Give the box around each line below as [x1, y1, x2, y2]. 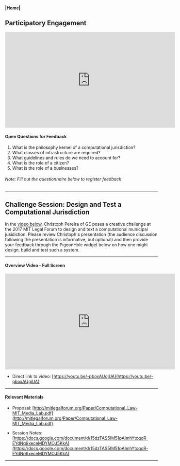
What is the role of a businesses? [12, 165, 79, 171]
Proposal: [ [12, 405, 34, 411]
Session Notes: [12, 430, 43, 436]
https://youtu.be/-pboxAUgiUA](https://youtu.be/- [53, 373, 154, 379]
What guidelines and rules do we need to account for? [12, 155, 120, 161]
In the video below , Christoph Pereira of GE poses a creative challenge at [5, 221, 151, 227]
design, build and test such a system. [5, 247, 80, 252]
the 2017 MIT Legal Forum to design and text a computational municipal [5, 226, 148, 232]
